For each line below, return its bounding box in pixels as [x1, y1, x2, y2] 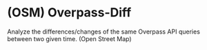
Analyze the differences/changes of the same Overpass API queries [7, 27, 200, 36]
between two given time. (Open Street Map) [7, 34, 132, 42]
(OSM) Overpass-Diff [7, 5, 132, 21]
